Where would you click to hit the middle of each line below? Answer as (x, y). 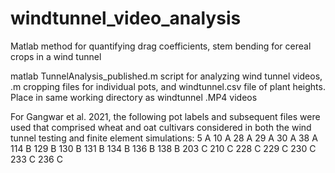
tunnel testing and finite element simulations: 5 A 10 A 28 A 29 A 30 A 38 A (164, 138)
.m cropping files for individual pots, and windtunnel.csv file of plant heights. (168, 86)
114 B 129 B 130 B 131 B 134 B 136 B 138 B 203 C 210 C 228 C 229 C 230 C (163, 148)
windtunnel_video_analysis (126, 18)
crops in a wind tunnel (56, 56)
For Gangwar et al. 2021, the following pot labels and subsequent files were (165, 116)
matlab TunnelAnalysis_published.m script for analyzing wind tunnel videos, (166, 76)
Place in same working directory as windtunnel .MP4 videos (134, 97)
